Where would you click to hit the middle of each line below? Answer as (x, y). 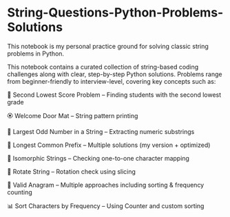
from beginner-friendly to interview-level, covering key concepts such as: (112, 81)
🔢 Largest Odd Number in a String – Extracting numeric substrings (101, 131)
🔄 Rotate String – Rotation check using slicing (72, 171)
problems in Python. (35, 54)
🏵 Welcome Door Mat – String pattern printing (73, 115)
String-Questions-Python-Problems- (115, 13)
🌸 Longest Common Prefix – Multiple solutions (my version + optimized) (109, 145)
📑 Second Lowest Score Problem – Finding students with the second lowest (114, 95)
